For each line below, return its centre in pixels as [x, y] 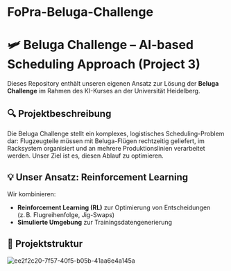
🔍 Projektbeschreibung [59, 114]
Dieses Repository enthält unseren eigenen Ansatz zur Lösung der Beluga [113, 84]
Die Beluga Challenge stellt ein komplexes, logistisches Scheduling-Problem [116, 133]
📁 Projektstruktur [45, 244]
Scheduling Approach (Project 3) [104, 65]
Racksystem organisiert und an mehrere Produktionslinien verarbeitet [106, 148]
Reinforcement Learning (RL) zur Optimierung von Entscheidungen [114, 207]
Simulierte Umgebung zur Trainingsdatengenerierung [94, 222]
